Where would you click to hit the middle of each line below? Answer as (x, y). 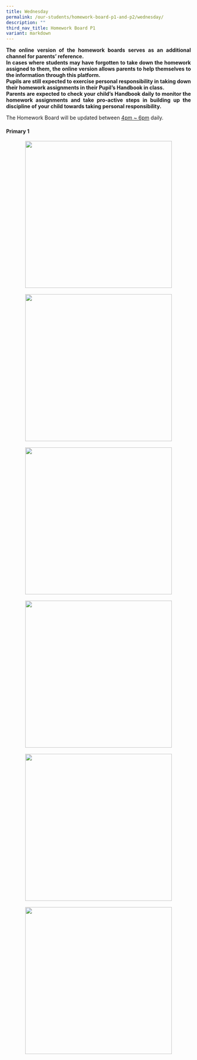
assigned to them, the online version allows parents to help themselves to (98, 69)
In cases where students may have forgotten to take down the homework (98, 63)
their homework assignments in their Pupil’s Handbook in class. (85, 88)
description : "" (26, 22)
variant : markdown (28, 34)
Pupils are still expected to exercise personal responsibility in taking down (98, 81)
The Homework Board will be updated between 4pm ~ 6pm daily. (85, 118)
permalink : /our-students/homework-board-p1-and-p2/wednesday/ (85, 17)
